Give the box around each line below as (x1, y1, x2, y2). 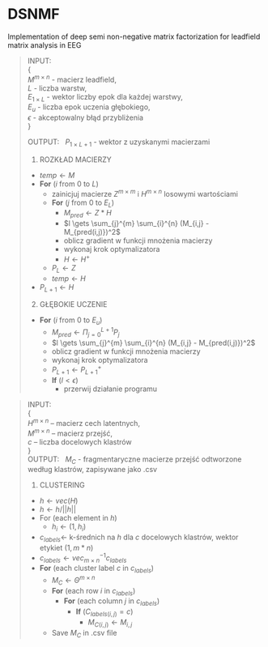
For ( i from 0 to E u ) (39, 315, 103, 327)
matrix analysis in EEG (7, 40, 82, 49)
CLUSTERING (39, 480, 86, 490)
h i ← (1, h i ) (51, 521, 87, 534)
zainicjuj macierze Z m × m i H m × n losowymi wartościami (51, 187, 238, 198)
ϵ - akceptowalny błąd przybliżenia (27, 113, 143, 122)
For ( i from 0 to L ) (39, 179, 99, 189)
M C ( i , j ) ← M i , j (87, 617, 133, 628)
